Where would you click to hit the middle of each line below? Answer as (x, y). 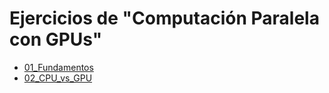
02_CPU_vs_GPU (58, 78)
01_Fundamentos (58, 67)
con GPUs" (56, 39)
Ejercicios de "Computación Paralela (164, 18)
